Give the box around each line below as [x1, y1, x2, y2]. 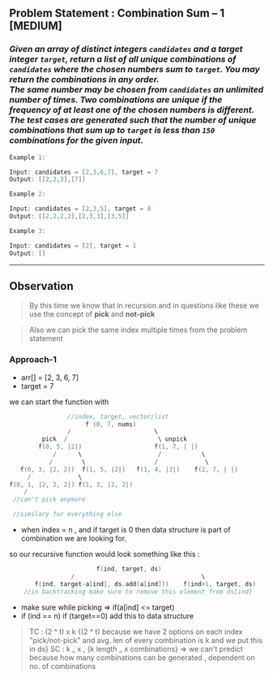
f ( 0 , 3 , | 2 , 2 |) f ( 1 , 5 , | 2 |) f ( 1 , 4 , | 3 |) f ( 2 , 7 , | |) [19, 465, 238, 473]
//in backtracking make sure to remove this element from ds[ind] [23, 588, 253, 596]
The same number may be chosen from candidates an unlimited [9, 84, 264, 96]
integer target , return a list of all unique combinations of [9, 54, 237, 65]
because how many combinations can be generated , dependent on [28, 653, 256, 662]
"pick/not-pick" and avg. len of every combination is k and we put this [28, 635, 262, 645]
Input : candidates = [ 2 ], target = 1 [9, 241, 137, 250]
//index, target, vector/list [66, 412, 169, 420]
